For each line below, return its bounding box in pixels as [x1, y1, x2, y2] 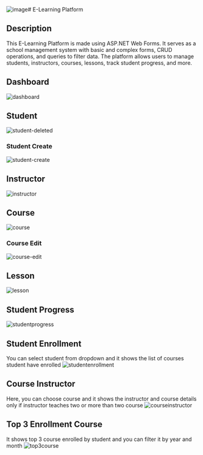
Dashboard [6, 77, 49, 87]
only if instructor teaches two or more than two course [6, 401, 143, 409]
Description [6, 23, 52, 34]
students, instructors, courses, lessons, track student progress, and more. [6, 59, 193, 67]
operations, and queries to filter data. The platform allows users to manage [6, 53, 194, 60]
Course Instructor [6, 379, 76, 389]
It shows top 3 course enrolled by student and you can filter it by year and [6, 435, 192, 443]
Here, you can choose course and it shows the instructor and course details [6, 395, 197, 402]
